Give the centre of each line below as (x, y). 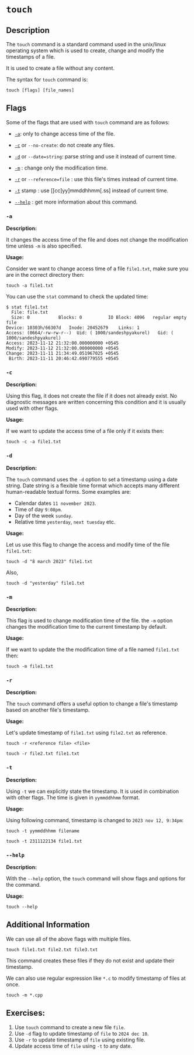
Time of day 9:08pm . (38, 509)
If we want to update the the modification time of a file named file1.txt (93, 649)
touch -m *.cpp (25, 995)
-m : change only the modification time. (61, 168)
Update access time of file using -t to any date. (73, 1046)
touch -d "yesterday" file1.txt (45, 583)
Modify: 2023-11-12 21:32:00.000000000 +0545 (62, 348)
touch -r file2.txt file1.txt (43, 754)
